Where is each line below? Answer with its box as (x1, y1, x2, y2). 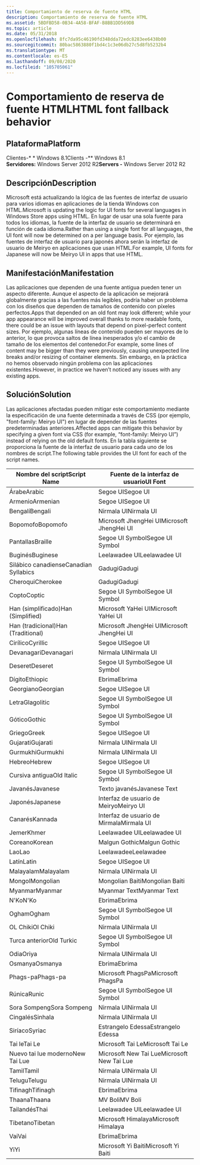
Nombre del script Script (15, 470, 86, 478)
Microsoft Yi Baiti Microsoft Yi (98, 1141, 180, 1150)
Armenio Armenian (9, 497, 60, 505)
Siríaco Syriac (9, 1026, 46, 1035)
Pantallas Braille (9, 537, 52, 545)
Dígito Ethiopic (9, 675, 49, 683)
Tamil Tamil (9, 1066, 39, 1075)
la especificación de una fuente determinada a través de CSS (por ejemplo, (6, 411, 190, 418)
